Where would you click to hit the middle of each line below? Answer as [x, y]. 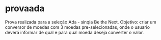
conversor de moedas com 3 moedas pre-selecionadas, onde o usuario [78, 27]
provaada [25, 9]
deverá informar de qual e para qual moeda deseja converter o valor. [74, 32]
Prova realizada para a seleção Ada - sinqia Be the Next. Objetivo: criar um [80, 22]
